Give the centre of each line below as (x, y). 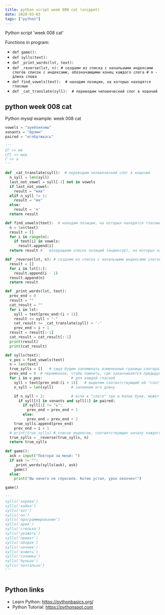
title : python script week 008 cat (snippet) (52, 10)
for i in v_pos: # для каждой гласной (62, 378)
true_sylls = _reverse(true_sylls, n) (49, 437)
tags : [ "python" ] (23, 19)
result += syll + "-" (36, 319)
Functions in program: (27, 42)
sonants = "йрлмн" (24, 132)
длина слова (24, 77)
